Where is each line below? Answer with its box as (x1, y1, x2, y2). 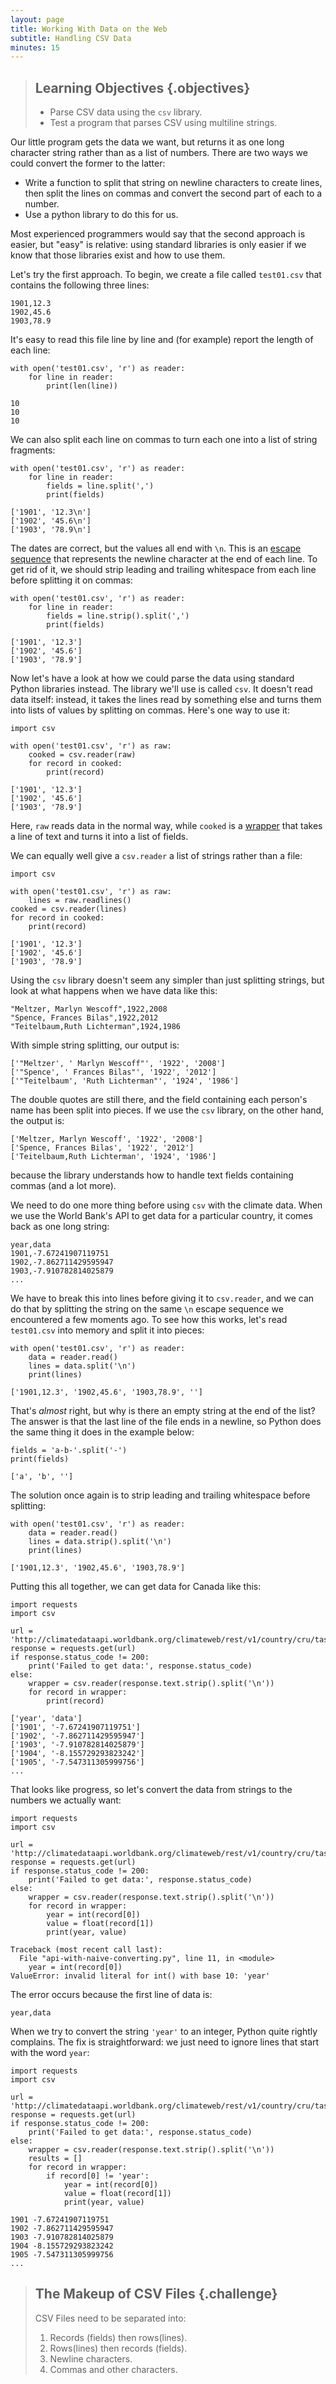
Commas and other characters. (49, 2363, 178, 2375)
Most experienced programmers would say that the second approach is (10, 228, 306, 240)
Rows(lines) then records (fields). (49, 2342, 188, 2354)
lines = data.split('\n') (28, 1361, 137, 1371)
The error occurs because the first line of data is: (10, 1989, 213, 2001)
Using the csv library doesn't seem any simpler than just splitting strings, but (10, 974, 325, 986)
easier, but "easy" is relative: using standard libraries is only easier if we (10, 239, 307, 251)
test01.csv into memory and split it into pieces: (10, 1324, 205, 1336)
